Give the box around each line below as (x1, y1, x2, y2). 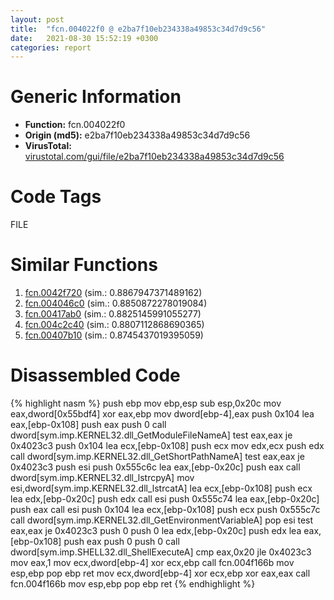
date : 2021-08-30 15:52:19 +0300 (10, 33, 159, 43)
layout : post (10, 14, 65, 25)
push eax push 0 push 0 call (63, 536, 180, 547)
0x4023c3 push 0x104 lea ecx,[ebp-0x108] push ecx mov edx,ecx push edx (10, 440, 325, 451)
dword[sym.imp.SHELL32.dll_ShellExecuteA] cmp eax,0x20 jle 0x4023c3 (10, 546, 312, 558)
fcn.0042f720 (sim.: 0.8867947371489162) (24, 287, 203, 299)
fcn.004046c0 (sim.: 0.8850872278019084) (24, 297, 208, 310)
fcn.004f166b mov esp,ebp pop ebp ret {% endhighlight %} (10, 578, 256, 590)
